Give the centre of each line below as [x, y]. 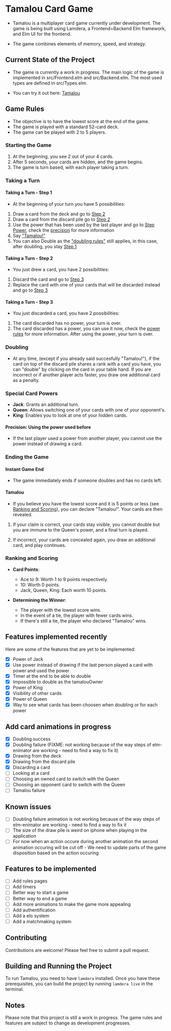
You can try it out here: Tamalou [46, 93]
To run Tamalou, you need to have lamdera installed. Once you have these [83, 978]
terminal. [15, 989]
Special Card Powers [32, 393]
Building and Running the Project [59, 966]
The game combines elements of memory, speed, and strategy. [79, 43]
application [25, 836]
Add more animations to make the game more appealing [72, 904]
